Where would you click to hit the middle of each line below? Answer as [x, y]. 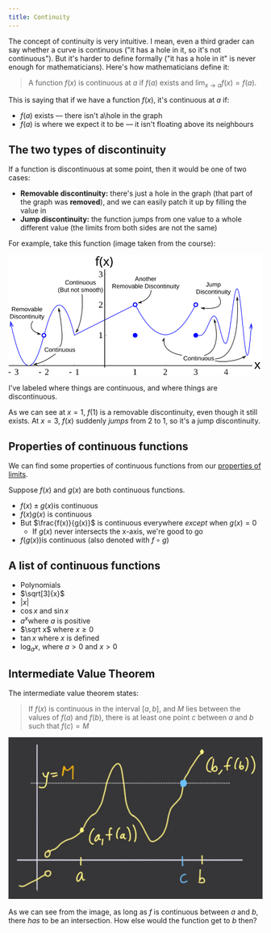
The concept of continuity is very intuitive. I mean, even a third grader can [131, 41]
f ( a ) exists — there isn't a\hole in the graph [91, 116]
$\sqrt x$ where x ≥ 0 [57, 629]
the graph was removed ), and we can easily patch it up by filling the [133, 202]
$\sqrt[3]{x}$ [42, 593]
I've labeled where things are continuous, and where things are [113, 388]
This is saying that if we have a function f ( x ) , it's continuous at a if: [119, 100]
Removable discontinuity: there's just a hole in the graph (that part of [136, 193]
